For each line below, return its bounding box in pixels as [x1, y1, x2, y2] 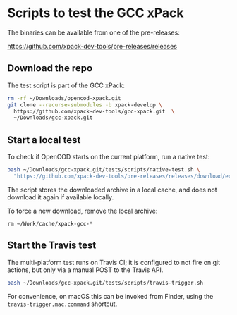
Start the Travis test [7, 240, 97, 252]
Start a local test [7, 134, 81, 146]
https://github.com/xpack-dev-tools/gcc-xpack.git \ [13, 108, 175, 115]
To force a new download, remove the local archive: [7, 206, 158, 215]
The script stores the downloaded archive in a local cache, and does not [7, 185, 217, 194]
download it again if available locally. [7, 192, 114, 202]
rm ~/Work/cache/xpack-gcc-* [7, 220, 93, 227]
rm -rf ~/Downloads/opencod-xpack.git [7, 94, 121, 101]
